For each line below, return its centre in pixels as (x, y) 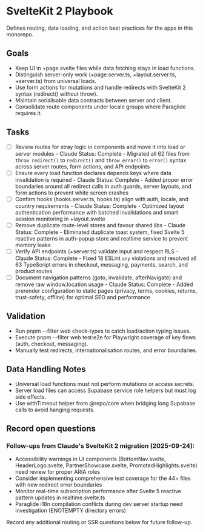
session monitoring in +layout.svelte (60, 219)
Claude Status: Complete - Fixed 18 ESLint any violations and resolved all (106, 258)
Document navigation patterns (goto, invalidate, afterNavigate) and (98, 278)
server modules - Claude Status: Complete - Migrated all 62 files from (102, 153)
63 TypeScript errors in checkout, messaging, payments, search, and (101, 264)
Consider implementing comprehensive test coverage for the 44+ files (103, 478)
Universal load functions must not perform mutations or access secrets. (105, 384)
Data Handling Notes (46, 369)
